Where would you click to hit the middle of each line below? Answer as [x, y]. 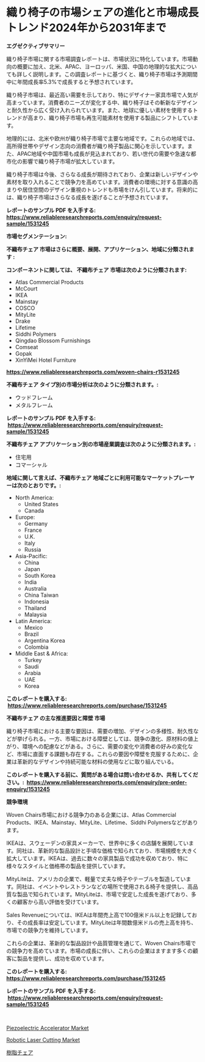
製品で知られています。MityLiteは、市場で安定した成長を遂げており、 [104, 894]
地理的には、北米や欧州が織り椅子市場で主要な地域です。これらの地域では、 [102, 138]
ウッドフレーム [34, 397]
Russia [33, 549]
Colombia [36, 647]
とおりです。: [44, 485]
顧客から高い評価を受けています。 [59, 902]
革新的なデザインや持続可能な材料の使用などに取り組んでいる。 [97, 761]
